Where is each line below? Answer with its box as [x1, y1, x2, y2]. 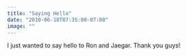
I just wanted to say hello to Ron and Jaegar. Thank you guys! [7, 42, 181, 50]
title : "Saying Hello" [7, 10, 72, 17]
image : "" [7, 23, 36, 29]
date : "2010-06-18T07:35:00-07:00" [7, 16, 109, 23]
